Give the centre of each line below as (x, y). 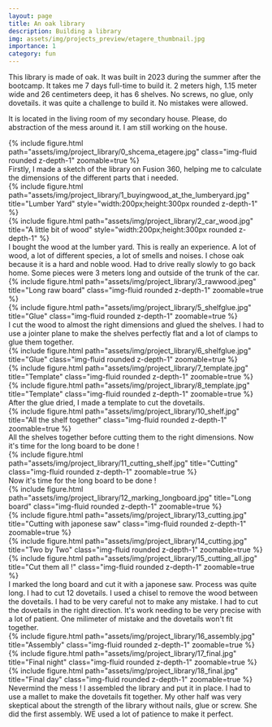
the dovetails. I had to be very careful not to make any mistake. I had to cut (133, 602)
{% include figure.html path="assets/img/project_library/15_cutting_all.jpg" (133, 558)
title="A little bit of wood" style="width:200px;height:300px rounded (123, 230)
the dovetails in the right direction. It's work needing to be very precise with (135, 610)
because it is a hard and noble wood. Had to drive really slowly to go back (132, 264)
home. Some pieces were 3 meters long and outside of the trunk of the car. (134, 273)
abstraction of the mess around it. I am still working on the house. (118, 127)
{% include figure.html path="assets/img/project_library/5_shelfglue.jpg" (130, 307)
